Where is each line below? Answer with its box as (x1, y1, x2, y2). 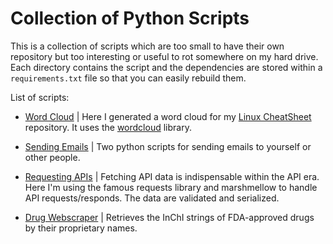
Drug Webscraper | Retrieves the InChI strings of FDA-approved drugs (24, 211, 315, 223)
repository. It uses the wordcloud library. (24, 121, 192, 133)
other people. (24, 151, 81, 163)
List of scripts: (10, 91, 70, 103)
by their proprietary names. (24, 222, 138, 234)
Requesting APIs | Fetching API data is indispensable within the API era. (24, 170, 320, 182)
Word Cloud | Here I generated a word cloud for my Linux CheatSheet (24, 110, 312, 122)
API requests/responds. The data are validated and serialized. (24, 192, 280, 204)
